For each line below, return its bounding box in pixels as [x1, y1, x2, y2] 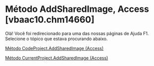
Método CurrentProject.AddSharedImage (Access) [5, 55, 108, 61]
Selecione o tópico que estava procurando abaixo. [5, 36, 108, 42]
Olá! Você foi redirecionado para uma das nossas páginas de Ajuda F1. [5, 30, 149, 36]
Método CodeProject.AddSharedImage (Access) [5, 45, 104, 51]
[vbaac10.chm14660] [5, 14, 95, 25]
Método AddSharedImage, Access [5, 3, 150, 15]
